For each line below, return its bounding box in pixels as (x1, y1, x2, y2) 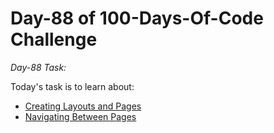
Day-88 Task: (10, 61, 67, 73)
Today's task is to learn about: (10, 80, 135, 92)
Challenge (10, 28, 98, 51)
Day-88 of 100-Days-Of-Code (10, 7, 264, 30)
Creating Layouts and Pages (24, 100, 142, 112)
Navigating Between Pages (24, 110, 137, 122)
